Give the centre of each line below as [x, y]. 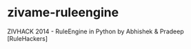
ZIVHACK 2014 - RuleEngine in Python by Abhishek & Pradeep [95, 31]
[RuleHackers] [28, 38]
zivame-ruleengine [63, 13]
